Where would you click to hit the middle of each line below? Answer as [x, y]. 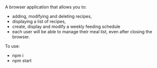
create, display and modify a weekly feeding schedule [66, 27]
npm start [22, 61]
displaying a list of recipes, [39, 21]
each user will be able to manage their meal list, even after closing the [82, 32]
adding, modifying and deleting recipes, [52, 16]
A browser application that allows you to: [46, 7]
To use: [13, 46]
